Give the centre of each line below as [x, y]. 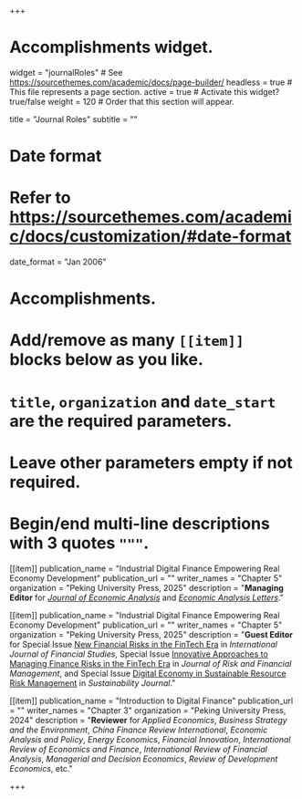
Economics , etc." [41, 768]
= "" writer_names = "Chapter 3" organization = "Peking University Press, [148, 710]
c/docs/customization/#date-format [151, 237]
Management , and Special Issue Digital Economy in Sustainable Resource [148, 673]
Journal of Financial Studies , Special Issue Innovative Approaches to [139, 654]
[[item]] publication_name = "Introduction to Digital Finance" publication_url [151, 700]
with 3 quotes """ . [79, 543]
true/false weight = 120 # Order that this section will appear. [122, 101]
